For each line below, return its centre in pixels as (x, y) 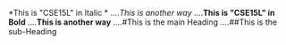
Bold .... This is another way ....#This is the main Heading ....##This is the (143, 22)
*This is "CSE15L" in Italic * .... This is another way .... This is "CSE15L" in (142, 13)
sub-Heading (33, 31)
